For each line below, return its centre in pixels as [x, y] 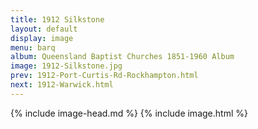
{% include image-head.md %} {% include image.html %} [129, 113]
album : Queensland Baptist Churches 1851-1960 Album [122, 57]
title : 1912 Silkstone [57, 19]
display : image [42, 38]
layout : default [44, 29]
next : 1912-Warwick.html [62, 85]
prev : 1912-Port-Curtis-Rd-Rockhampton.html [104, 76]
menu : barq [33, 47]
